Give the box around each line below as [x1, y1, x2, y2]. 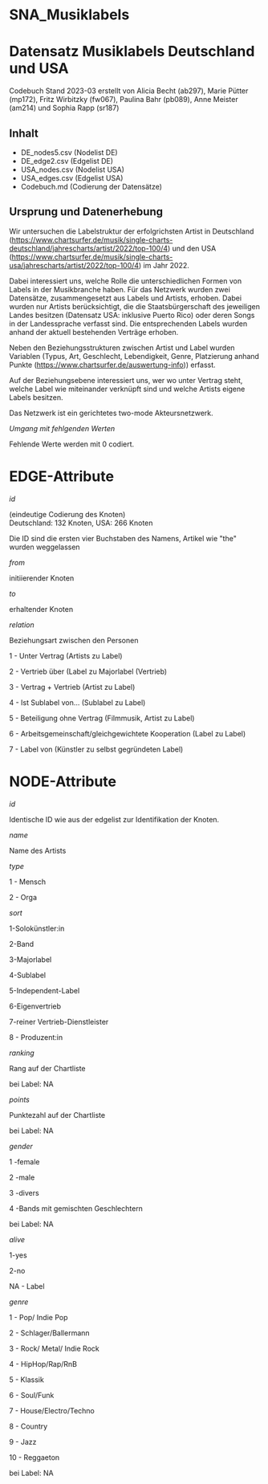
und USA [9, 59, 69, 78]
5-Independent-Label [9, 985, 80, 995]
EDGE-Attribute [9, 467, 115, 485]
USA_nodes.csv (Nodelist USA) [20, 165, 125, 174]
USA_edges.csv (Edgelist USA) [20, 173, 124, 182]
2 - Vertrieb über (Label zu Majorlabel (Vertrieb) [9, 667, 168, 676]
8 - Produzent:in [9, 1032, 63, 1042]
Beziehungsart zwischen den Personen [9, 635, 139, 645]
